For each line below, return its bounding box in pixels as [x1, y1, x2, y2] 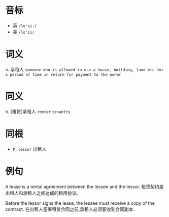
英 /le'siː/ [12, 22, 37, 29]
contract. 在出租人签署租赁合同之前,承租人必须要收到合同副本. [5, 206, 134, 212]
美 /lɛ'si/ [12, 29, 35, 35]
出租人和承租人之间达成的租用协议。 [5, 189, 81, 196]
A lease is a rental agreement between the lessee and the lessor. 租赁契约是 [5, 183, 164, 189]
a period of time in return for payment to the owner [5, 72, 122, 77]
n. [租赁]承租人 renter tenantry [5, 108, 71, 115]
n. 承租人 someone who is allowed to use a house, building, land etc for [5, 66, 164, 72]
